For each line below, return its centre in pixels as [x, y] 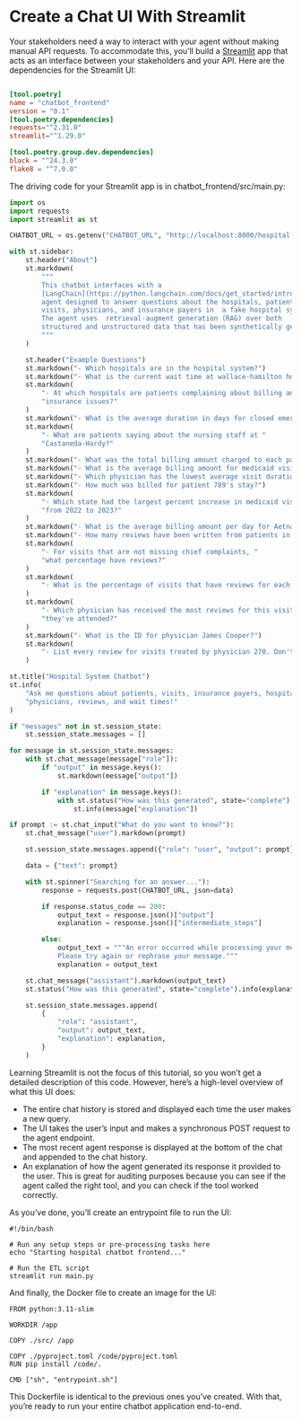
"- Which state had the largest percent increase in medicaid [160, 502]
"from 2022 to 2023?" [82, 510]
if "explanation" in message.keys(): [112, 792]
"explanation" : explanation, [112, 1039]
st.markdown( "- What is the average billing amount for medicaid [150, 469]
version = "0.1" [39, 111]
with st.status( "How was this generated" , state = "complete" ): [176, 800]
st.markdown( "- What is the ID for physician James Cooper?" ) [144, 635]
